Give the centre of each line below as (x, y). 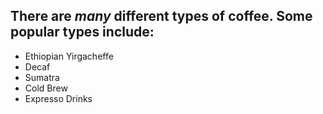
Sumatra (42, 77)
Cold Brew (46, 88)
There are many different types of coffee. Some (161, 16)
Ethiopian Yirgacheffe (69, 56)
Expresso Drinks (58, 98)
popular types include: (82, 32)
